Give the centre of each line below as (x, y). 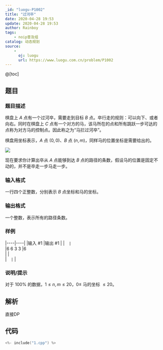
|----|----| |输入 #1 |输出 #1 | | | (38, 243)
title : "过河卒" (21, 14)
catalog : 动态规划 (23, 42)
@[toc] (12, 74)
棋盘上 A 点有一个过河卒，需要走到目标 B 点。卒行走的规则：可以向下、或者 (82, 117)
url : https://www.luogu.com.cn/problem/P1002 (65, 60)
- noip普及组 (26, 37)
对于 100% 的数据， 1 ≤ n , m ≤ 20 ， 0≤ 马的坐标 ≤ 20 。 (61, 285)
